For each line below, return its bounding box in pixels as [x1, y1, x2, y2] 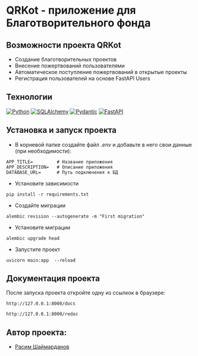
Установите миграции [14, 224, 70, 231]
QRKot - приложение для [6, 4, 136, 17]
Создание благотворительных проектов [14, 56, 117, 63]
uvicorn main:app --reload [6, 257, 76, 263]
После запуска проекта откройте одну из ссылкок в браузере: [6, 289, 165, 296]
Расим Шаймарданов [14, 343, 70, 351]
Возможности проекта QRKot [6, 40, 121, 50]
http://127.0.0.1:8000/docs [6, 301, 76, 307]
